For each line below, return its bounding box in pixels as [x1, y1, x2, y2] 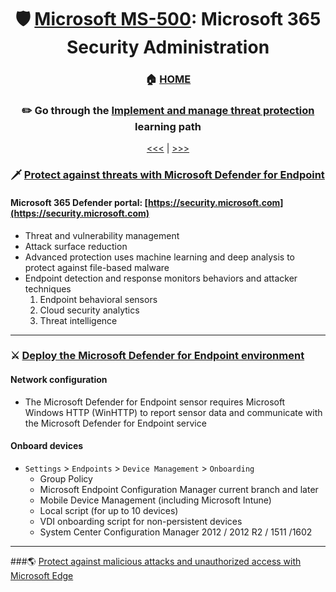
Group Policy [39, 472, 93, 485]
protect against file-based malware [24, 261, 170, 273]
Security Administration [66, 36, 270, 59]
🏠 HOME [144, 72, 192, 86]
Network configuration [10, 374, 108, 386]
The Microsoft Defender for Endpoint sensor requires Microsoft [24, 396, 286, 408]
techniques [24, 282, 72, 295]
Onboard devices [10, 440, 84, 452]
